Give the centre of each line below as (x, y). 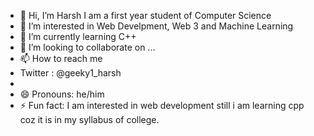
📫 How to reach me (61, 58)
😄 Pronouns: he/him (62, 94)
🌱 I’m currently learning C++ (78, 36)
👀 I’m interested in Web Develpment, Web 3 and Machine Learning (156, 26)
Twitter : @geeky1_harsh (70, 73)
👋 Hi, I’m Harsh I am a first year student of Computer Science (145, 15)
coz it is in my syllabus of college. (89, 119)
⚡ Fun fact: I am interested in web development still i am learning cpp (162, 105)
